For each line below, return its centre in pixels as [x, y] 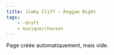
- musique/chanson [40, 28]
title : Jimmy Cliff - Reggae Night [51, 12]
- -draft [28, 23]
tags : [13, 17]
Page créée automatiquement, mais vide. [58, 45]
